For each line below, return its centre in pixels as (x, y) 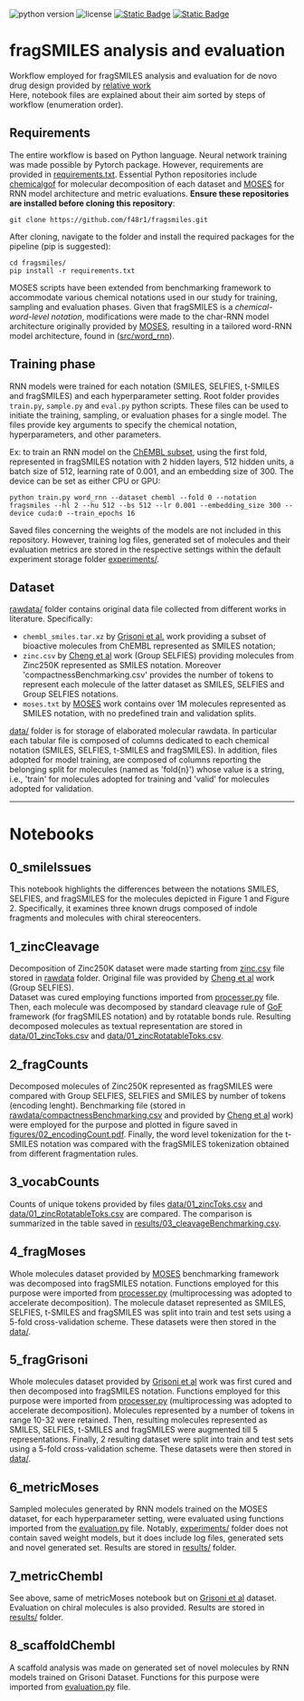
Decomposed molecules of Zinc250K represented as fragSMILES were (141, 1086)
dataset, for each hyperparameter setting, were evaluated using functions (147, 1519)
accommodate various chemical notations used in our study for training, (143, 297)
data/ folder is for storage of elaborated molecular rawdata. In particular (143, 731)
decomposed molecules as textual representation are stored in (126, 1026)
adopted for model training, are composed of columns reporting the (135, 760)
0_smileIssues (51, 867)
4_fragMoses (47, 1252)
